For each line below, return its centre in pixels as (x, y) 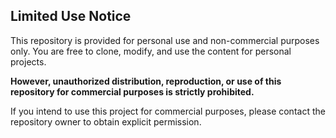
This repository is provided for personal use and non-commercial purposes (165, 40)
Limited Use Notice (71, 16)
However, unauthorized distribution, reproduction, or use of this (146, 81)
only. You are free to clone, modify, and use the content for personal (151, 51)
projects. (28, 61)
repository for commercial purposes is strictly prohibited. (132, 91)
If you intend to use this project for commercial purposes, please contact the (168, 111)
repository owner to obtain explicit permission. (106, 121)
